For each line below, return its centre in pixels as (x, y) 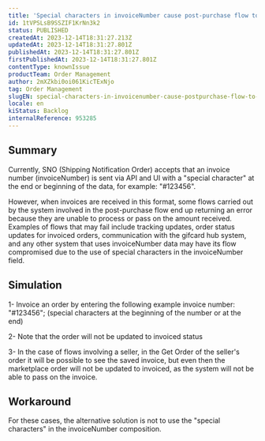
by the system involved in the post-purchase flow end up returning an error (131, 209)
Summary (33, 151)
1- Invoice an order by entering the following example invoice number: (121, 304)
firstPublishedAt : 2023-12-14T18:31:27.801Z (82, 60)
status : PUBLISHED (38, 30)
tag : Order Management (45, 89)
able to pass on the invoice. (53, 377)
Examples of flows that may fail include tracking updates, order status (121, 227)
